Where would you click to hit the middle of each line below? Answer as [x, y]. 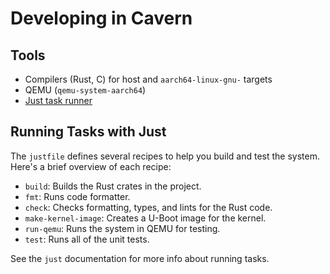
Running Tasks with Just [88, 132]
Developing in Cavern [101, 18]
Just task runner [58, 100]
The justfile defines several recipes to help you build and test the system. [165, 156]
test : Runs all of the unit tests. [87, 239]
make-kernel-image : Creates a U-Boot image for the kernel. [145, 218]
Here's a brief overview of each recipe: [91, 166]
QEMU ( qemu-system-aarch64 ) [85, 90]
